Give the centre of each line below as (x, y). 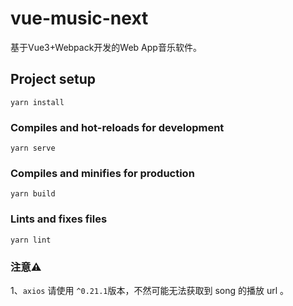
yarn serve (33, 148)
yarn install (37, 102)
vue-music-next (79, 18)
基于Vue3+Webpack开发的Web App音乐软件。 (106, 47)
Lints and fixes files (59, 219)
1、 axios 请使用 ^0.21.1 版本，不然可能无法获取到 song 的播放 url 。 (150, 290)
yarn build (33, 194)
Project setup (53, 79)
